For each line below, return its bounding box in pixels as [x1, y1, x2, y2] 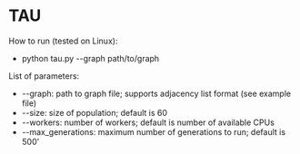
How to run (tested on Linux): [8, 35, 118, 46]
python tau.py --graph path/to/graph [21, 53, 160, 63]
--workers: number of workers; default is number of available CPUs [21, 117, 275, 128]
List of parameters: [8, 70, 80, 82]
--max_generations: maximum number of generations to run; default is [21, 126, 286, 137]
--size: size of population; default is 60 [21, 107, 168, 118]
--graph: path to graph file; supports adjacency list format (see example [21, 88, 292, 99]
